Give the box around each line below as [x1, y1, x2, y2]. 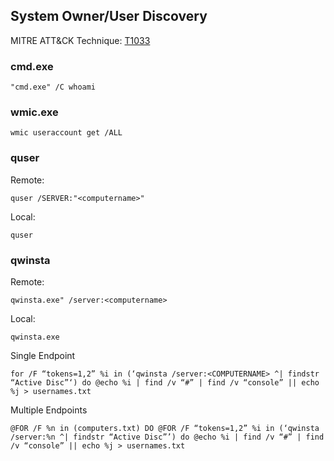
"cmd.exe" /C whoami [10, 82, 97, 93]
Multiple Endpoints [10, 404, 88, 416]
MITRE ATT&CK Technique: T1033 [10, 34, 151, 46]
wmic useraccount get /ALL [10, 128, 123, 138]
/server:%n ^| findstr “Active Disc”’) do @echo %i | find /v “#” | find [10, 432, 325, 442]
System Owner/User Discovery [10, 8, 208, 25]
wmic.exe [10, 105, 59, 119]
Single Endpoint [10, 350, 76, 361]
